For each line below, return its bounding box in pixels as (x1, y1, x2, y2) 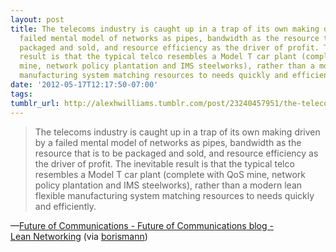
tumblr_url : (10, 98, 60, 108)
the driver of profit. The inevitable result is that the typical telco (34, 157, 295, 170)
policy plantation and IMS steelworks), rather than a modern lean (34, 179, 303, 191)
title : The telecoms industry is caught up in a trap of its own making (10, 24, 320, 34)
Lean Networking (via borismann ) (10, 230, 148, 242)
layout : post (10, 14, 65, 25)
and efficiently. (34, 200, 97, 212)
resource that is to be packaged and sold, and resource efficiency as (34, 147, 319, 159)
